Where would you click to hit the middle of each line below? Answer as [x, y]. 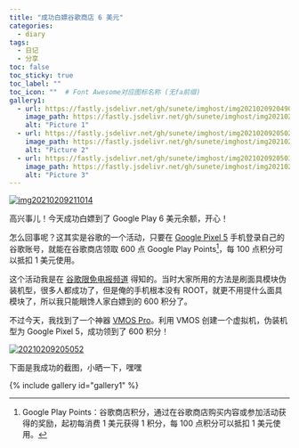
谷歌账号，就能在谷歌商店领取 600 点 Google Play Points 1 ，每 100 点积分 [142, 248]
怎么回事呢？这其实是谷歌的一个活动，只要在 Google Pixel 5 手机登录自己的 [147, 238]
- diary [32, 34]
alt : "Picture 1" [57, 126]
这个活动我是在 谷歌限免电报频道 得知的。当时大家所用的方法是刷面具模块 [144, 279]
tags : [19, 42]
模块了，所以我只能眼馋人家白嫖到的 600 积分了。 [101, 301]
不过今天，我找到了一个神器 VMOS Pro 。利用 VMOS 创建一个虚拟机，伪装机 [149, 320]
